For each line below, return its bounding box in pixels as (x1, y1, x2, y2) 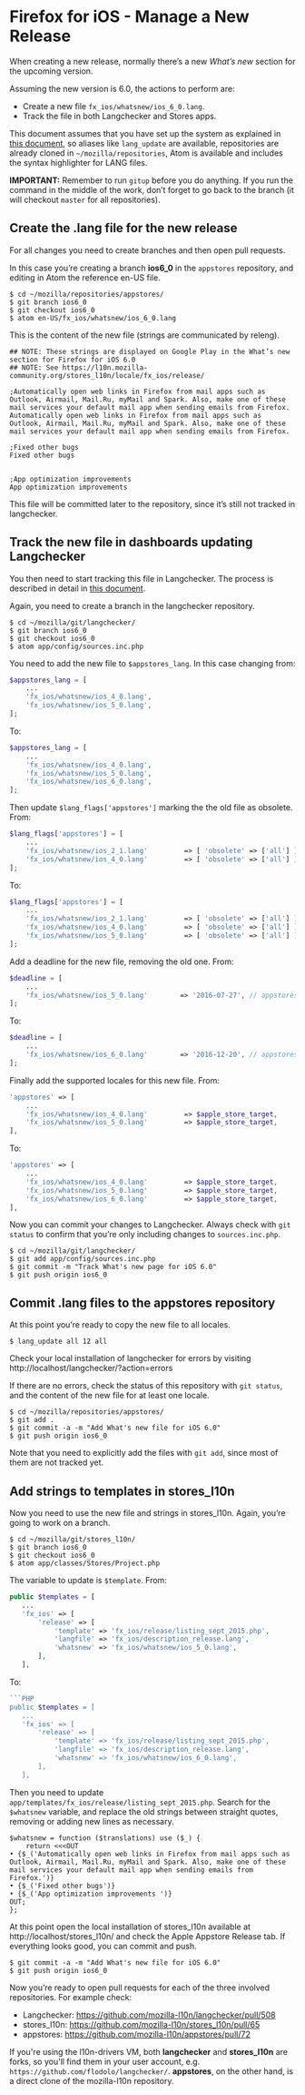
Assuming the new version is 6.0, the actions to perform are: (9, 83, 235, 94)
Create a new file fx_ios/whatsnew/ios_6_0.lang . (22, 100, 205, 111)
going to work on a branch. (9, 1518, 111, 1529)
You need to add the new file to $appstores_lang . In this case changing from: (9, 657, 296, 668)
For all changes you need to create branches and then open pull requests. (9, 244, 286, 256)
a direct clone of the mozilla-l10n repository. (9, 2075, 174, 2086)
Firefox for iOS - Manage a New (9, 6, 250, 27)
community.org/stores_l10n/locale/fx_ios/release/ (9, 371, 205, 380)
